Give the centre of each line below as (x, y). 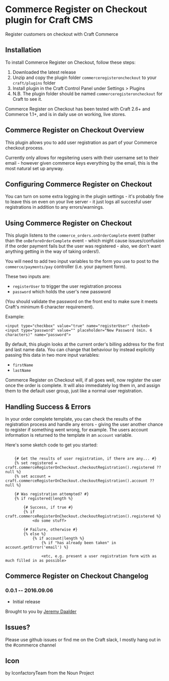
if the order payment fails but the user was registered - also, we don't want (83, 246)
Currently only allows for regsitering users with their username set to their (82, 158)
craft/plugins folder (34, 83)
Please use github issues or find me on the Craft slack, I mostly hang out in (83, 639)
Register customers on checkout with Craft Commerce (62, 34)
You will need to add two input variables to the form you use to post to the (82, 261)
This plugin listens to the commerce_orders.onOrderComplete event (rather (80, 235)
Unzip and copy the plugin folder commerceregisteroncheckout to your (84, 78)
